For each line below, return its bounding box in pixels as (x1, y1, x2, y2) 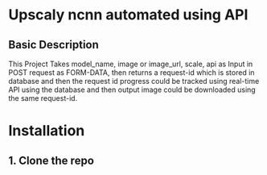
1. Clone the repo (8, 153, 95, 167)
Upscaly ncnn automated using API (8, 6, 249, 24)
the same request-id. (8, 94, 78, 102)
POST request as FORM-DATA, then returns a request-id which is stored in (8, 68, 255, 77)
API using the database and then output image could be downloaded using (8, 85, 256, 94)
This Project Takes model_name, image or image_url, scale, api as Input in (8, 59, 253, 69)
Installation (8, 122, 85, 140)
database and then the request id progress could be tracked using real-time (8, 77, 260, 85)
